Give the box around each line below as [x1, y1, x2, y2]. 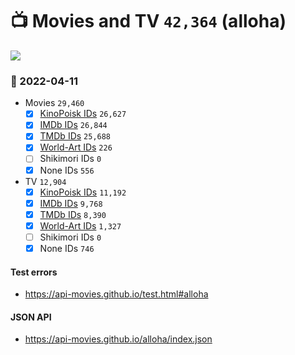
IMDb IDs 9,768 [39, 197, 103, 209]
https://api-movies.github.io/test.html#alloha [24, 288, 209, 300]
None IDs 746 [39, 242, 95, 254]
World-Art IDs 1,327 [39, 219, 122, 232]
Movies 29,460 [24, 97, 85, 109]
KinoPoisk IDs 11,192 [39, 186, 127, 198]
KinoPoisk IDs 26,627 [39, 108, 127, 120]
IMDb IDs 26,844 [39, 119, 108, 131]
